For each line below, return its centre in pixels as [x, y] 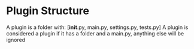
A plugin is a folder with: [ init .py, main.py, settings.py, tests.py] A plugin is [97, 27]
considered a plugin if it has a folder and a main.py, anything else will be [95, 33]
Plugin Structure [48, 11]
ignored [16, 40]
